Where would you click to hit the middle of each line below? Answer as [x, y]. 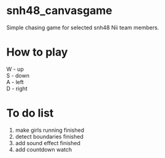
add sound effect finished [48, 143]
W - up [15, 69]
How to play [37, 52]
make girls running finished [50, 130]
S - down [18, 75]
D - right [17, 88]
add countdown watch [44, 149]
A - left [15, 82]
